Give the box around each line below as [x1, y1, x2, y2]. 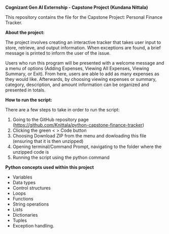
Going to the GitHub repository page [12, 116, 89, 123]
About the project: [5, 30, 45, 35]
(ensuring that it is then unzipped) [12, 138, 84, 144]
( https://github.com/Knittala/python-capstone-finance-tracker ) [12, 122, 145, 128]
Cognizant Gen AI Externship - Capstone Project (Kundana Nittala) [5, 5, 148, 10]
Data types [12, 180, 36, 185]
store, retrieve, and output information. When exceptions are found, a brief [5, 45, 161, 50]
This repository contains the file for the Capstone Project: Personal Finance [5, 14, 163, 20]
